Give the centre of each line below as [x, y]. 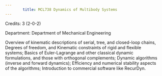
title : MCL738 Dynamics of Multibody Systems [70, 9]
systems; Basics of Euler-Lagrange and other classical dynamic [69, 53]
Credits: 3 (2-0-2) [23, 23]
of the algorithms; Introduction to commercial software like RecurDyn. [76, 68]
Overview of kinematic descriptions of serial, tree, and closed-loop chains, [81, 42]
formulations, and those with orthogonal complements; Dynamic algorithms [81, 58]
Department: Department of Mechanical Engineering [58, 33]
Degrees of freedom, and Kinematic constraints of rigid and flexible [73, 47]
